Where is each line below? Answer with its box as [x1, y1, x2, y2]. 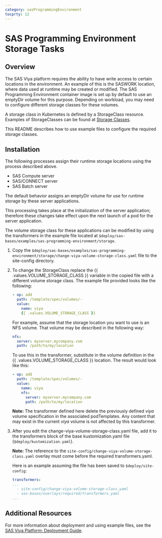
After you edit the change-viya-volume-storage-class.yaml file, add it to [12, 428, 157, 434]
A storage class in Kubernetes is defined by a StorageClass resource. [5, 111, 145, 117]
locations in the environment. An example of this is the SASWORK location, [5, 81, 155, 87]
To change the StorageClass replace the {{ [12, 268, 99, 273]
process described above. [5, 164, 58, 170]
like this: [12, 363, 29, 368]
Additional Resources [5, 509, 72, 517]
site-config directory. [12, 258, 55, 264]
